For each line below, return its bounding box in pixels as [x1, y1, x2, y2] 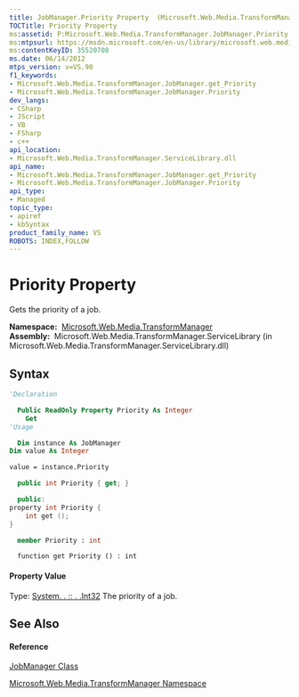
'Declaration [9, 390, 58, 399]
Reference [9, 641, 49, 652]
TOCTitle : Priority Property [9, 21, 117, 30]
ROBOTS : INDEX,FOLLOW [9, 237, 90, 246]
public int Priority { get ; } [17, 479, 129, 488]
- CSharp [9, 104, 42, 113]
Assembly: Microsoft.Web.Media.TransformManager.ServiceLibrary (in [9, 331, 273, 342]
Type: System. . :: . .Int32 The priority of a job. [9, 590, 178, 601]
